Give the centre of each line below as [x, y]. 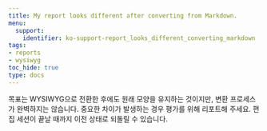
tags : [17, 46]
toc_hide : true [34, 68]
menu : [17, 23]
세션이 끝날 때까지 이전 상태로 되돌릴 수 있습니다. [92, 119]
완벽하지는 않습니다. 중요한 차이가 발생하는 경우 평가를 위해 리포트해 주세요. [134, 109]
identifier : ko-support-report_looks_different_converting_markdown [139, 38]
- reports [25, 53]
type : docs [26, 75]
